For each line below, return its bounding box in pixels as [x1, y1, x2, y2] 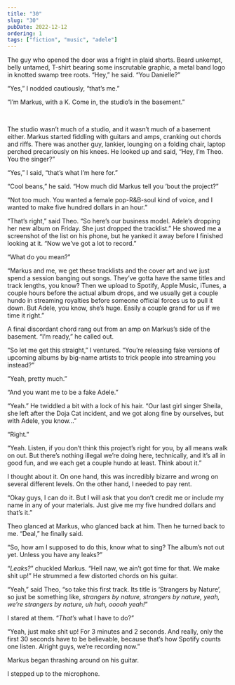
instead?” [7, 361, 35, 370]
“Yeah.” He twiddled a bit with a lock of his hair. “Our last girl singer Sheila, [7, 402, 223, 410]
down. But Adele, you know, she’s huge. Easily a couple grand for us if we [7, 304, 220, 313]
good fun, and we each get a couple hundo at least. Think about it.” [7, 459, 202, 467]
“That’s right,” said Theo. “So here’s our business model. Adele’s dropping [7, 217, 221, 226]
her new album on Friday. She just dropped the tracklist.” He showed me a [7, 224, 222, 233]
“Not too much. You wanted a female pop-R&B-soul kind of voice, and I [7, 196, 213, 204]
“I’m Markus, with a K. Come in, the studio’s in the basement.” [7, 98, 185, 106]
